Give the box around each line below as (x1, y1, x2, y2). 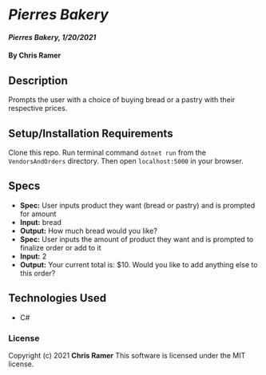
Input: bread (19, 217, 62, 227)
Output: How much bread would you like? (19, 226, 158, 235)
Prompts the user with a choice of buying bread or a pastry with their (8, 95, 236, 105)
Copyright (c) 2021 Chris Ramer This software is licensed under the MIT (8, 350, 246, 360)
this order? (19, 268, 56, 278)
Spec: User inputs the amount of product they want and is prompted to (19, 234, 254, 244)
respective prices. (8, 104, 68, 113)
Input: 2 (19, 251, 47, 261)
